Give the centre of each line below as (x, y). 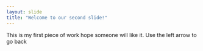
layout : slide (24, 12)
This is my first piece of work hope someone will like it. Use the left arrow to (101, 35)
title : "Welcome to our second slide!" (57, 18)
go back (17, 41)
